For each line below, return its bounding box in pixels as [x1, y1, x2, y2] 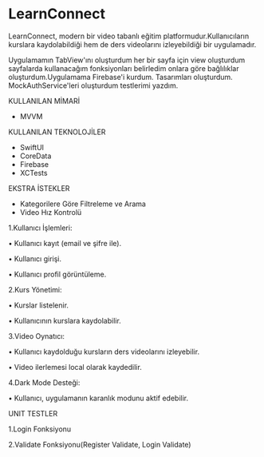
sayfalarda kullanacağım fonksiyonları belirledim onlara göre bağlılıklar [8, 63, 239, 73]
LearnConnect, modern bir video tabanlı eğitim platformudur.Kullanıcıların [8, 31, 250, 41]
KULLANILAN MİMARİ [8, 96, 81, 105]
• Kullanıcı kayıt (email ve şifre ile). [8, 238, 122, 248]
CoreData [19, 151, 52, 161]
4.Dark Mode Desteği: [8, 377, 81, 387]
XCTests [19, 168, 48, 177]
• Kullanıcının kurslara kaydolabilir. [8, 316, 121, 325]
